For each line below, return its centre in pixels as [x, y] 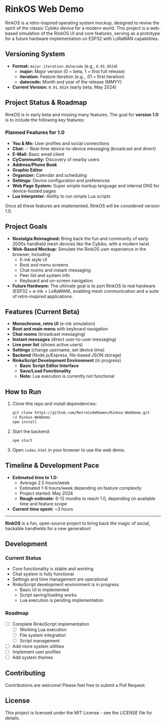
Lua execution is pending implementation [62, 600]
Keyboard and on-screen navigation [56, 280]
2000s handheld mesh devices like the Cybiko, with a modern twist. [81, 244]
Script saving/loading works [48, 595]
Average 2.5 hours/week [45, 483]
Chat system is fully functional [43, 574]
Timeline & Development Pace [52, 466]
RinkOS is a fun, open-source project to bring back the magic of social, [78, 523]
